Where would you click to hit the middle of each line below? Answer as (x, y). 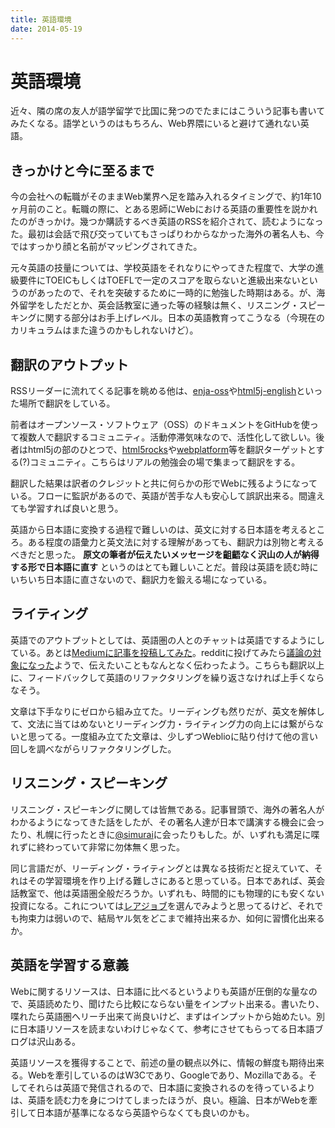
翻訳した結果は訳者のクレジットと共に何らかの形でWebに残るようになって (164, 483)
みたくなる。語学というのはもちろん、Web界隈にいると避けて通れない (155, 123)
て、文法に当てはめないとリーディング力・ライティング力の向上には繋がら (162, 723)
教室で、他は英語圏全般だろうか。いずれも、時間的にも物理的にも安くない (171, 893)
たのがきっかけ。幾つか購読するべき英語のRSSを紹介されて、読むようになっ (167, 222)
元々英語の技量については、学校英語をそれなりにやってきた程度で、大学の (163, 268)
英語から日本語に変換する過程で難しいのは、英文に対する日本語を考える (159, 530)
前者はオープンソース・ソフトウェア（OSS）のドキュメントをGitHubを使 (160, 425)
